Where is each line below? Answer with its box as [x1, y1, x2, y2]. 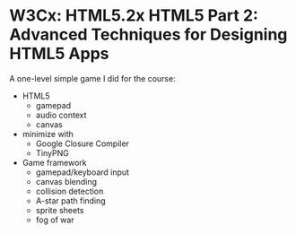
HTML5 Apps [9, 44, 109, 64]
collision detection [35, 186, 104, 196]
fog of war [35, 214, 74, 225]
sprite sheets [35, 204, 84, 215]
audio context [35, 109, 87, 120]
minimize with [22, 128, 74, 139]
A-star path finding [35, 195, 106, 206]
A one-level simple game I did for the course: [9, 73, 177, 83]
